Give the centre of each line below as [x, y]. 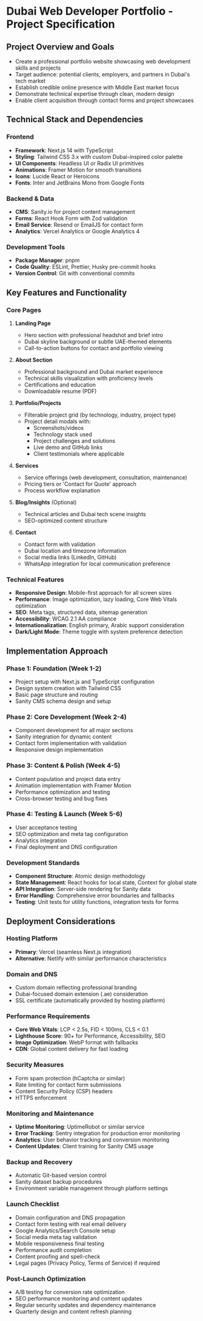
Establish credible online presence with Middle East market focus [97, 87]
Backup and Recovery [40, 1162]
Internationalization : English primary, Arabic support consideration [100, 625]
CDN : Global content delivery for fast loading [72, 1049]
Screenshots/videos [59, 428]
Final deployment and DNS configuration [66, 846]
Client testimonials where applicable [79, 454]
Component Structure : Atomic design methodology [80, 876]
